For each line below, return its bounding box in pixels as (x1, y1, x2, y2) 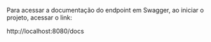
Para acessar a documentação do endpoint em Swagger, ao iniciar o (6, 6, 204, 14)
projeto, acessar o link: (6, 13, 73, 22)
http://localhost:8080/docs (6, 27, 85, 35)
